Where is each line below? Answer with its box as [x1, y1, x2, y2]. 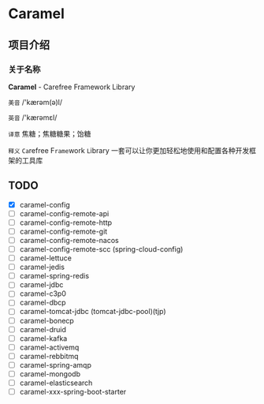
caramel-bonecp [19, 316, 75, 325]
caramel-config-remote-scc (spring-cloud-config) [19, 245, 184, 253]
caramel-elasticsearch [19, 378, 93, 387]
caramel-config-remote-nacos [19, 235, 120, 245]
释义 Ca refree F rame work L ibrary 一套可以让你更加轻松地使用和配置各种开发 [8, 145, 250, 155]
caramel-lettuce [19, 253, 73, 263]
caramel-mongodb [19, 368, 81, 379]
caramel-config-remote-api [19, 208, 110, 218]
